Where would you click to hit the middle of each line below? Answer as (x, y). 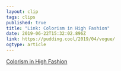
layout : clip (22, 12)
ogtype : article (26, 45)
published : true (26, 22)
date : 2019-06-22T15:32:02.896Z (46, 34)
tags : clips (21, 17)
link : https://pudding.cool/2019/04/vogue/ (61, 39)
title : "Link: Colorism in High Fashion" (58, 28)
